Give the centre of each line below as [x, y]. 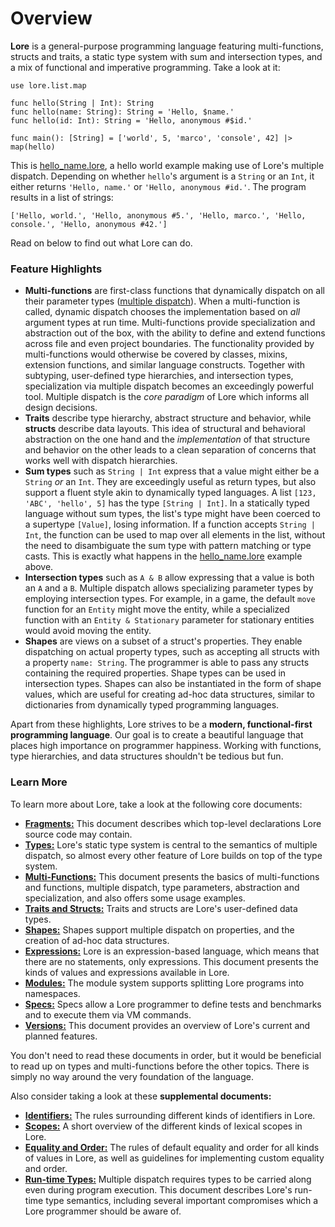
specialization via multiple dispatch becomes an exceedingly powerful [169, 386]
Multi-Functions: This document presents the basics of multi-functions [172, 876]
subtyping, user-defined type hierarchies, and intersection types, [159, 376]
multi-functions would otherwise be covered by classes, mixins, [156, 354]
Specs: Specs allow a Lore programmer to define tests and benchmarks [173, 1004]
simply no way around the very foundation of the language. [132, 1076]
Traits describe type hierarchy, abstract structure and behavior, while [168, 418]
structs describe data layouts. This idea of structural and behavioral [165, 429]
